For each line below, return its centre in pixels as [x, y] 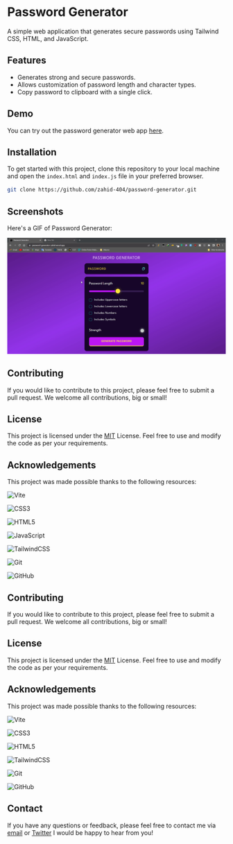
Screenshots [35, 211]
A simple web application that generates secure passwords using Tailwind [113, 31]
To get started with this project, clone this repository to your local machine [113, 169]
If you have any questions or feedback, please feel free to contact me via [112, 825]
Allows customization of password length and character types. [106, 85]
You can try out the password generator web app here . [86, 130]
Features [27, 61]
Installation [32, 152]
